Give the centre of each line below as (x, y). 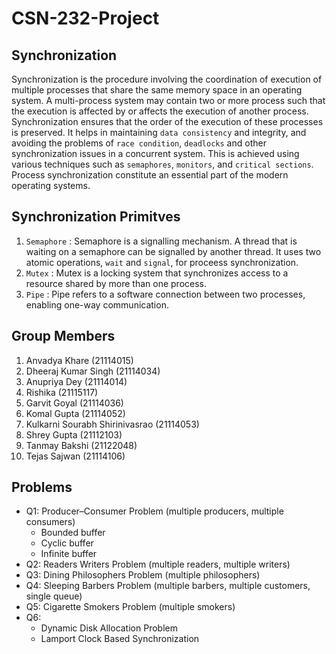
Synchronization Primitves (96, 217)
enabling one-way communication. (97, 304)
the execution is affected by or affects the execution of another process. (160, 111)
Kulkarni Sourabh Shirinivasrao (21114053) (112, 424)
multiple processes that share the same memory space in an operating (157, 90)
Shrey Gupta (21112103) (74, 434)
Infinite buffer (69, 554)
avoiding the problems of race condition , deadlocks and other (139, 143)
